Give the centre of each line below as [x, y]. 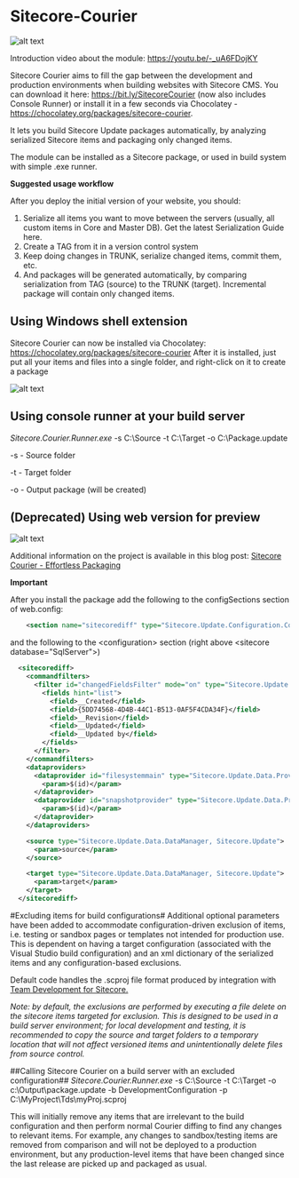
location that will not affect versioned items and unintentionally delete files [146, 1044]
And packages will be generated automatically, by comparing [135, 275]
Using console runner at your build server [127, 416]
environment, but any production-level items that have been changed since [147, 1154]
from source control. [47, 1054]
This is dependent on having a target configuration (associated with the [141, 943]
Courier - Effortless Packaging [66, 565]
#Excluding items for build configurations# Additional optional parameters [145, 915]
